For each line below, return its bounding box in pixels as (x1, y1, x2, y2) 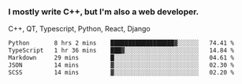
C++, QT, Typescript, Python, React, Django (8, 24, 151, 34)
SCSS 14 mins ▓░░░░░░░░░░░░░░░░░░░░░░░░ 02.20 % (8, 68, 235, 76)
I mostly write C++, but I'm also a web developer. (8, 6, 199, 17)
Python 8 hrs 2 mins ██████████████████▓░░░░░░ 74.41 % (8, 39, 235, 47)
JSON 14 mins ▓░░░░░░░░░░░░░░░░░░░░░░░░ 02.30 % (8, 61, 235, 69)
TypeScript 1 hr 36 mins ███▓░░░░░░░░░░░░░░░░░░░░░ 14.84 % (8, 46, 235, 55)
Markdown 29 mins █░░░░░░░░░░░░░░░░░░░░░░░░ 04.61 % (8, 54, 235, 62)
